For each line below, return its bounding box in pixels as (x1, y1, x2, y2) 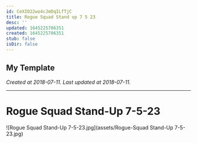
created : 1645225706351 (6, 30, 64, 36)
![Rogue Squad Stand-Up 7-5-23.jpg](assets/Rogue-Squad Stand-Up (6, 124, 174, 131)
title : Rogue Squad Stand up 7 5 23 (6, 14, 96, 20)
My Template (6, 63, 55, 73)
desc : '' (6, 19, 28, 25)
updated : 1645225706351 (6, 25, 64, 31)
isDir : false (6, 42, 38, 47)
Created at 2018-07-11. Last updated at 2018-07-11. (6, 79, 131, 86)
